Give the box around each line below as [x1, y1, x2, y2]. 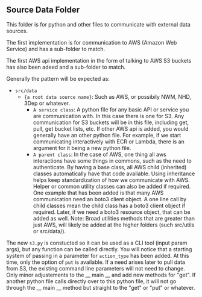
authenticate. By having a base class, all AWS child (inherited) [33, 163, 187, 170]
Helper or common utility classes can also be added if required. [33, 183, 191, 190]
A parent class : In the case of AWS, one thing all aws [33, 151, 167, 158]
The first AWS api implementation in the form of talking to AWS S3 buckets [6, 57, 192, 64]
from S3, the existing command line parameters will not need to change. [6, 264, 185, 272]
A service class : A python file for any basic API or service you [33, 105, 189, 113]
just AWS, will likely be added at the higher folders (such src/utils [33, 221, 195, 228]
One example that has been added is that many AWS [33, 189, 164, 196]
